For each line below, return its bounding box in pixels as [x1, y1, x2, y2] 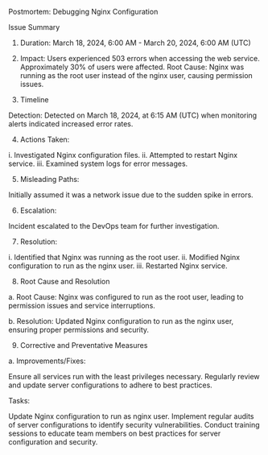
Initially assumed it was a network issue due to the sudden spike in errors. [8, 190, 254, 200]
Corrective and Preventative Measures [19, 341, 148, 350]
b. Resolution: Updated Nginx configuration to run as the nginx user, [8, 316, 234, 325]
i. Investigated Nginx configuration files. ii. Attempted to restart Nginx [8, 151, 238, 159]
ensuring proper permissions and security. [8, 325, 150, 334]
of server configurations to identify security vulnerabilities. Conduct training [8, 420, 260, 429]
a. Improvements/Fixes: [8, 356, 86, 366]
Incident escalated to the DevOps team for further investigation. [8, 221, 220, 230]
